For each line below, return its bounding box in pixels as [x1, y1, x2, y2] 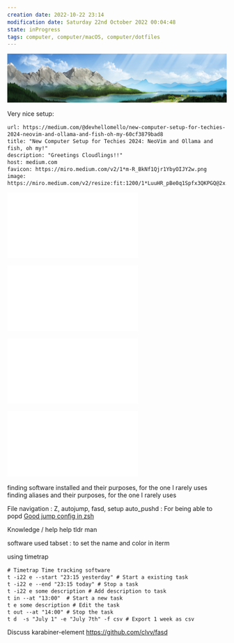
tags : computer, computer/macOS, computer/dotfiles [7, 34, 160, 40]
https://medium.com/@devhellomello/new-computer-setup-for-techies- [22, 124, 226, 131]
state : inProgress [7, 26, 61, 33]
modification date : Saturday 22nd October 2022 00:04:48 [7, 18, 176, 26]
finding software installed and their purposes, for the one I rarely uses [7, 483, 208, 492]
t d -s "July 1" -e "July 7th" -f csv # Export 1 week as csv [7, 615, 195, 623]
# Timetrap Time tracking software [7, 566, 111, 574]
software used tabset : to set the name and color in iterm [7, 538, 170, 547]
